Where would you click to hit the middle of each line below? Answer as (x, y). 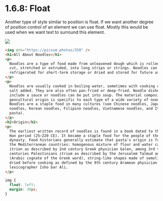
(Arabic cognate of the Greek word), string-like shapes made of (77, 158)
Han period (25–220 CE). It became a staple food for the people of (80, 136)
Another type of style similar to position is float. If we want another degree (79, 22)
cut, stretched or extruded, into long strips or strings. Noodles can (83, 68)
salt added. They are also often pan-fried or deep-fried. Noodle (78, 91)
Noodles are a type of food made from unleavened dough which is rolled (84, 63)
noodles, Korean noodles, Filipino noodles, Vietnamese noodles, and (81, 109)
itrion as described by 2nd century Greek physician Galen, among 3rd (82, 149)
